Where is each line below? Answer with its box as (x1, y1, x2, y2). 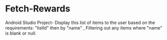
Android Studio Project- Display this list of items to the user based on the (5, 19, 155, 25)
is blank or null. (5, 30, 36, 36)
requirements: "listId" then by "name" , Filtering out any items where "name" (5, 24, 162, 30)
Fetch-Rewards (5, 3, 70, 14)
